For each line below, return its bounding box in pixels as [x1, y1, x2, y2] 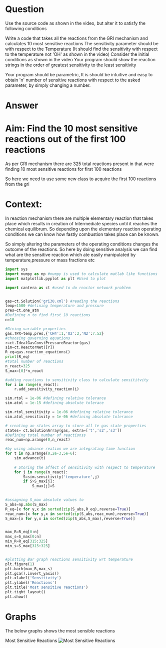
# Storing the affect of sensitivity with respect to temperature [14, 465, 155, 470]
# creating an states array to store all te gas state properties [5, 423, 146, 428]
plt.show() [5, 594, 28, 599]
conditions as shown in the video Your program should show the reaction [5, 56, 156, 62]
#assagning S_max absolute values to [5, 497, 84, 502]
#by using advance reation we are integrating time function [5, 446, 135, 451]
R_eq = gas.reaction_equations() [5, 350, 70, 355]
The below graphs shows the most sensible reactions [5, 627, 115, 633]
